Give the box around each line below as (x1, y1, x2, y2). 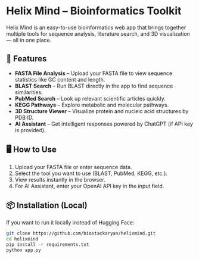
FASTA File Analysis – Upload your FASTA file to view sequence (14, 70, 173, 77)
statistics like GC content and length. (14, 76, 105, 83)
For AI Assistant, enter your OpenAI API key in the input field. (14, 182, 164, 189)
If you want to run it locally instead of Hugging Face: (6, 219, 135, 226)
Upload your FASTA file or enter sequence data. (14, 163, 132, 170)
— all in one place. (6, 36, 52, 43)
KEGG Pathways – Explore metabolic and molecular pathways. (14, 101, 169, 108)
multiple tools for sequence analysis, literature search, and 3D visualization (6, 30, 191, 37)
